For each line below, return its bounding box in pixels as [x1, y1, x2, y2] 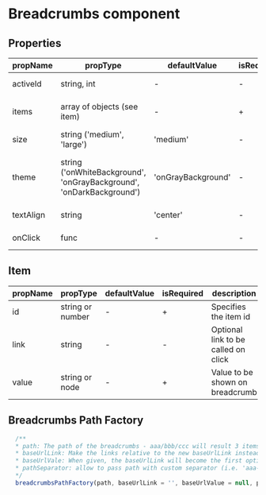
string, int [60, 79, 96, 89]
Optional [211, 323, 243, 335]
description [211, 288, 256, 299]
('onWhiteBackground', [60, 167, 146, 177]
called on [211, 343, 245, 354]
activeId [12, 79, 42, 89]
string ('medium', [60, 129, 124, 140]
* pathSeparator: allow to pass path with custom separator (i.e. [15, 464, 239, 473]
